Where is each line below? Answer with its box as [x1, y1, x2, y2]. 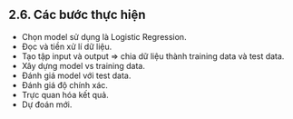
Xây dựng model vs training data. [21, 60, 146, 71]
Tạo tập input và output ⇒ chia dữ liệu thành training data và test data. [21, 50, 285, 62]
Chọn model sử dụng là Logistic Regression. [21, 31, 187, 42]
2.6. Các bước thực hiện [8, 7, 146, 23]
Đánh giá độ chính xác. [21, 79, 108, 90]
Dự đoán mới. [21, 99, 73, 110]
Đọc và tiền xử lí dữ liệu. [21, 41, 112, 52]
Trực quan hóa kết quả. [21, 89, 110, 100]
